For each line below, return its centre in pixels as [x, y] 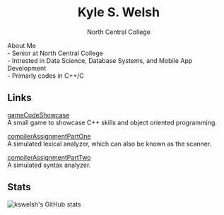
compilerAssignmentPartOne [49, 136]
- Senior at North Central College [55, 53]
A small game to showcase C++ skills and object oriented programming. [112, 122]
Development [27, 68]
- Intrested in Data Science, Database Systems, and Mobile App [100, 60]
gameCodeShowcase [39, 115]
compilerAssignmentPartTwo [49, 157]
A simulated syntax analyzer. [49, 165]
